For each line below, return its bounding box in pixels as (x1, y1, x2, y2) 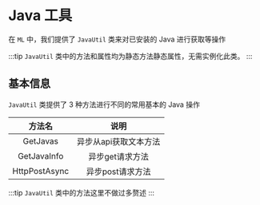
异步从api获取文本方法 (76, 136, 161, 147)
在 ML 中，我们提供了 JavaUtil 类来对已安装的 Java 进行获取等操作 (8, 34, 226, 44)
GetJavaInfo (17, 150, 64, 161)
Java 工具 (8, 6, 73, 25)
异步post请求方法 (86, 166, 151, 177)
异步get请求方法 (88, 151, 150, 162)
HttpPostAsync (12, 165, 70, 176)
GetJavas (22, 136, 58, 147)
